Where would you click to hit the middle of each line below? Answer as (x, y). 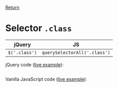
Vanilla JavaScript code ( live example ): (46, 79)
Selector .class (38, 28)
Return (12, 7)
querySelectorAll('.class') (76, 53)
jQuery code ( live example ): (35, 64)
